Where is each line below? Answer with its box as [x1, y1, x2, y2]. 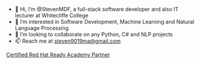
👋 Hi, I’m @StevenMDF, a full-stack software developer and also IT [14, 6, 179, 12]
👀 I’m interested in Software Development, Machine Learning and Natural [14, 18, 195, 25]
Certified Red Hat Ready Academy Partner [6, 51, 110, 58]
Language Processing [14, 24, 69, 31]
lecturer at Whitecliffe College [14, 12, 88, 19]
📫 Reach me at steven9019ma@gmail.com [14, 37, 121, 44]
